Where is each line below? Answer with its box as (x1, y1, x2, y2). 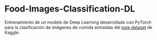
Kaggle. (4, 29, 20, 35)
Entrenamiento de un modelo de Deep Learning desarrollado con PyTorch (4, 19, 152, 25)
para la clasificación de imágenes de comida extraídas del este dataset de (4, 24, 153, 30)
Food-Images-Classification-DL (4, 3, 135, 14)
